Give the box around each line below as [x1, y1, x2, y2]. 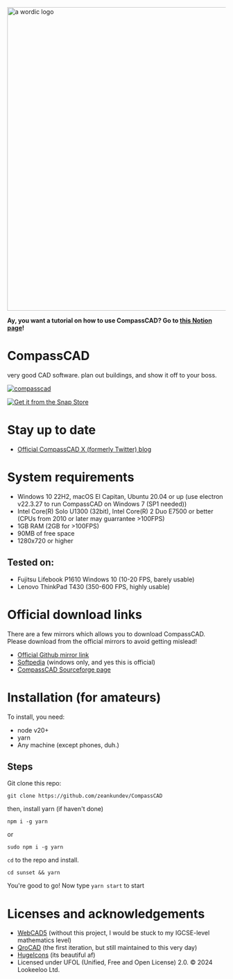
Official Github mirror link [17, 650, 89, 658]
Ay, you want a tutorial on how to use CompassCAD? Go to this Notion [7, 316, 213, 325]
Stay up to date [7, 423, 96, 438]
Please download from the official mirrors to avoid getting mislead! [7, 637, 198, 645]
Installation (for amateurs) [7, 690, 162, 705]
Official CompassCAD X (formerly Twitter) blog [17, 445, 152, 453]
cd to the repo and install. [7, 856, 80, 865]
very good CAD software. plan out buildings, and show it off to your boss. [7, 371, 217, 379]
